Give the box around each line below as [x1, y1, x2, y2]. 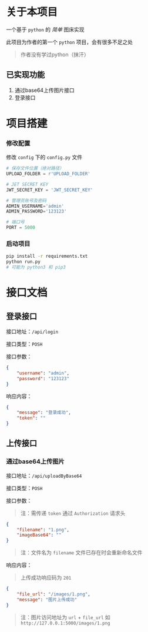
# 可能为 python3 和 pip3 [6, 264, 66, 271]
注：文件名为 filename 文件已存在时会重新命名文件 [20, 549, 143, 556]
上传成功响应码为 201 [20, 574, 72, 581]
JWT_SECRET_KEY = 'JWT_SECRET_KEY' [6, 187, 93, 193]
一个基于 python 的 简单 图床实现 [6, 26, 85, 33]
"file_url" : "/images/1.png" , [16, 591, 91, 597]
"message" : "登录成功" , [16, 410, 72, 415]
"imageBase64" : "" [16, 532, 62, 538]
